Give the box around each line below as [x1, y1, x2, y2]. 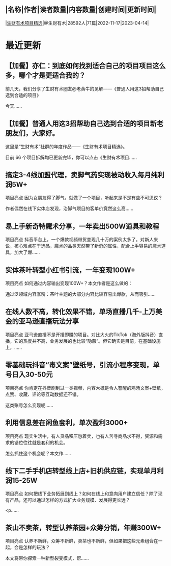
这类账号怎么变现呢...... [5, 402, 53, 408]
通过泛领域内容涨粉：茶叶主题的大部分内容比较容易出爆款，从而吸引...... [5, 291, 156, 297]
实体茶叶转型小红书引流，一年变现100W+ [5, 266, 136, 274]
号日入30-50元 [5, 370, 53, 379]
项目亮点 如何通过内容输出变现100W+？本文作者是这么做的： [5, 280, 133, 287]
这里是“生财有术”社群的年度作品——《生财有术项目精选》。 [5, 143, 128, 150]
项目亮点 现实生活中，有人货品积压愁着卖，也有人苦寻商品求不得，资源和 [5, 433, 158, 439]
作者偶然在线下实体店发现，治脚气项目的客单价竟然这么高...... [5, 205, 134, 211]
